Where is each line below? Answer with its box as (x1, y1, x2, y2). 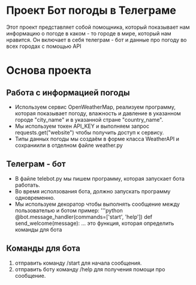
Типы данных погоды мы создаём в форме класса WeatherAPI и (14, 135, 180, 142)
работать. (14, 181, 41, 188)
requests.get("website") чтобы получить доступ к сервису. (14, 128, 164, 136)
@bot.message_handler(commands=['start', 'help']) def (14, 213, 153, 220)
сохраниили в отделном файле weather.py (14, 142, 123, 149)
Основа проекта (6, 64, 92, 77)
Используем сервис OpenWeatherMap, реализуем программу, (14, 103, 176, 110)
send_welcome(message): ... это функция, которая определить (14, 220, 174, 227)
